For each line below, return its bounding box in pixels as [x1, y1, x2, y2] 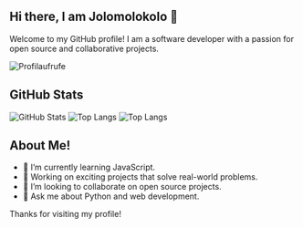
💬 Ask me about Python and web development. [22, 191, 200, 202]
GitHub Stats [9, 88, 84, 103]
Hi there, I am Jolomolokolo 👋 [9, 9, 179, 25]
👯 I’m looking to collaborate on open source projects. [22, 181, 222, 192]
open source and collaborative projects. [9, 43, 160, 54]
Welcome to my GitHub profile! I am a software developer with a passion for [9, 33, 295, 44]
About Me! [9, 138, 71, 153]
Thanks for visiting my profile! [9, 209, 121, 220]
